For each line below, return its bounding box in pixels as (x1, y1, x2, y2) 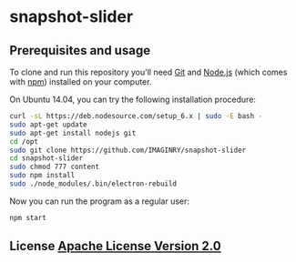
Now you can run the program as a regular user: (9, 196, 189, 207)
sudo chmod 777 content (9, 162, 100, 172)
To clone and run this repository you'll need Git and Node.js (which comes (9, 66, 288, 77)
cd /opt (9, 136, 39, 146)
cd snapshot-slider (9, 154, 84, 163)
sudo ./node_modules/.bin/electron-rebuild (9, 179, 178, 188)
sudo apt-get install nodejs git (9, 128, 137, 137)
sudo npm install (9, 171, 76, 180)
